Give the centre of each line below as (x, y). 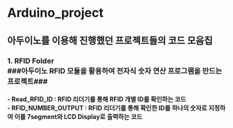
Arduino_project (55, 13)
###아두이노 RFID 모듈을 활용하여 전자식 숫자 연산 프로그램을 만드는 (115, 71)
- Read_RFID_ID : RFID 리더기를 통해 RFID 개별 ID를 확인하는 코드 (97, 99)
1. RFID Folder (31, 61)
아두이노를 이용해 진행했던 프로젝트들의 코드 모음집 (110, 40)
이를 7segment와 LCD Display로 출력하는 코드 (78, 117)
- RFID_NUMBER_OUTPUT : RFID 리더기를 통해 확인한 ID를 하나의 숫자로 (107, 108)
